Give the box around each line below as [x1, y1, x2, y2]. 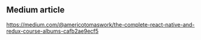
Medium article [6, 5, 65, 15]
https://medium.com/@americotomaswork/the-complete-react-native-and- [6, 21, 196, 28]
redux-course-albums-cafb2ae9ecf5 [6, 27, 99, 35]
